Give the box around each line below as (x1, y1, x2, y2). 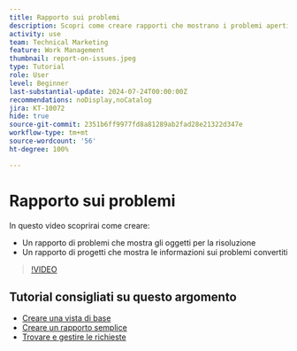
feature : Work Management (9, 46, 104, 55)
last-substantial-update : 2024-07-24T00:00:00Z (9, 87, 188, 96)
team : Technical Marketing (9, 37, 109, 47)
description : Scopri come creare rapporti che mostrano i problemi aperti (9, 21, 291, 30)
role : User (9, 71, 49, 80)
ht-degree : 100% (9, 144, 69, 153)
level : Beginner (9, 79, 69, 88)
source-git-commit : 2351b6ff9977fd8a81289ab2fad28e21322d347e (9, 121, 243, 129)
